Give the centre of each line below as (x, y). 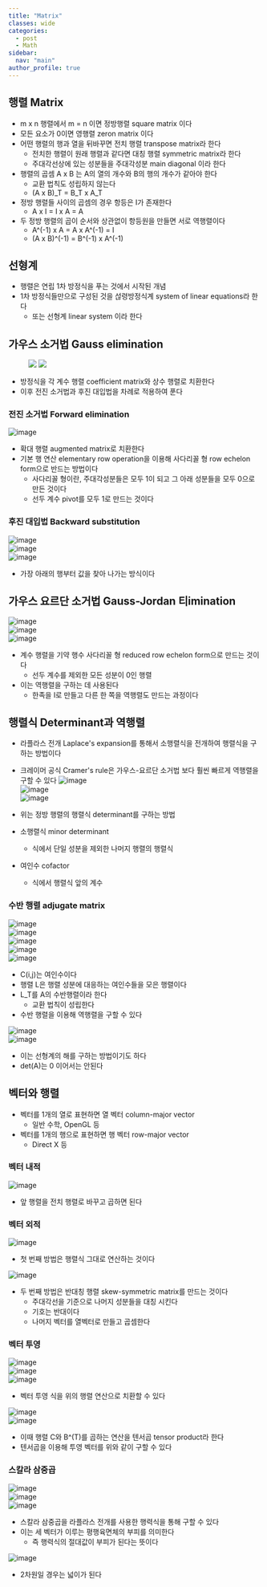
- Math (26, 46)
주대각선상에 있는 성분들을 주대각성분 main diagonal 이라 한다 (129, 163)
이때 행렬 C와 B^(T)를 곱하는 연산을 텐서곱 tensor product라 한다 (122, 1437)
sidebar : (23, 53)
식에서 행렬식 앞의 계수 (67, 883)
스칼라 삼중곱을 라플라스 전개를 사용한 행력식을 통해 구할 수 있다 (119, 1521)
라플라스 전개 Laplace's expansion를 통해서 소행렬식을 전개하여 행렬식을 (134, 743)
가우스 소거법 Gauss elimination (86, 344)
